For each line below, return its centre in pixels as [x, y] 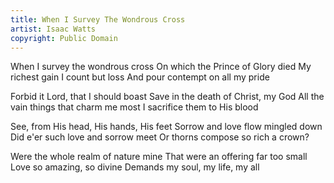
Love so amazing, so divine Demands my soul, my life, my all [135, 167]
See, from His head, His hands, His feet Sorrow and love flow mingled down [166, 127]
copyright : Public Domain [64, 38]
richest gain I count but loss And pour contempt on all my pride [140, 77]
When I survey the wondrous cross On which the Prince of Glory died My [161, 67]
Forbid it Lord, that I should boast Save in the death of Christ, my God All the [167, 97]
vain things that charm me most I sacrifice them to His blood [134, 107]
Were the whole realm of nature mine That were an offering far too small [159, 157]
